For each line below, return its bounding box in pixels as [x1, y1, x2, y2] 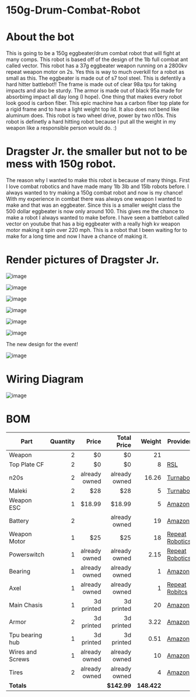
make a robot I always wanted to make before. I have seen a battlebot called [6, 214, 190, 221]
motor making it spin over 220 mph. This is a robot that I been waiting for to [6, 227, 188, 234]
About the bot [6, 30, 75, 44]
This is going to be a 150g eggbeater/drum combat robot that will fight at [6, 50, 181, 57]
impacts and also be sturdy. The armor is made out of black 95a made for [6, 87, 183, 94]
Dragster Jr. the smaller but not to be [6, 145, 188, 158]
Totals [9, 681, 27, 689]
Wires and [9, 648, 37, 656]
